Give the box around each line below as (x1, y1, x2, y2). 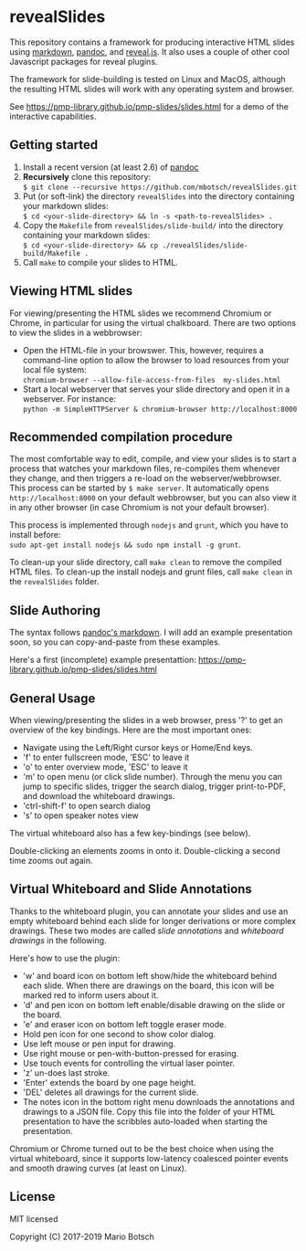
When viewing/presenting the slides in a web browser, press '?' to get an (9, 715, 283, 725)
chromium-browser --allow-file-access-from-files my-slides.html (22, 375, 281, 384)
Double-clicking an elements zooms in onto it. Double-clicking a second (9, 846, 280, 856)
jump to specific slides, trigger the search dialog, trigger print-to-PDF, (22, 781, 286, 792)
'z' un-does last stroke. (22, 1067, 111, 1078)
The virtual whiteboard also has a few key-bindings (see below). (9, 828, 251, 838)
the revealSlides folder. (9, 576, 100, 587)
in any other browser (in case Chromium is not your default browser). (9, 502, 269, 513)
